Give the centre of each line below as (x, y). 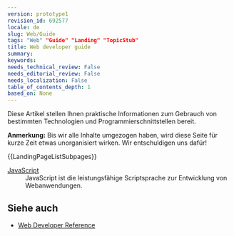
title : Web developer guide (49, 47)
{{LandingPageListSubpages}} (52, 157)
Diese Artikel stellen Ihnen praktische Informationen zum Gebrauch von (112, 114)
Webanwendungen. (54, 185)
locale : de (24, 27)
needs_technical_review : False (54, 67)
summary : (20, 54)
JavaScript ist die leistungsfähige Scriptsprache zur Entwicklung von (126, 178)
